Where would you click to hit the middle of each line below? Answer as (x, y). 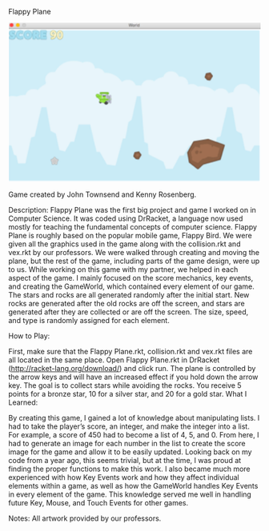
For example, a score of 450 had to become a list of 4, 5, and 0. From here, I (134, 434)
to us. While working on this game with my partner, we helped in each (123, 269)
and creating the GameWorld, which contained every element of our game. (131, 286)
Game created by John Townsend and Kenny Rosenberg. (102, 194)
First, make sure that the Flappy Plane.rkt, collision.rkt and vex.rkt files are (130, 351)
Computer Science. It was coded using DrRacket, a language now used (126, 218)
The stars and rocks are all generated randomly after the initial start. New (129, 294)
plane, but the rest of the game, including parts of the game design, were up (134, 261)
